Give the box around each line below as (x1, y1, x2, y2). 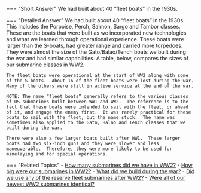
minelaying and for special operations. (6, 151, 109, 157)
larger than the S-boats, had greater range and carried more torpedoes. (6, 42, 183, 49)
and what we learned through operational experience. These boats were (6, 36, 184, 42)
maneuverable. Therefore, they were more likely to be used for (6, 146, 172, 152)
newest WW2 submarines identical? (6, 180, 95, 188)
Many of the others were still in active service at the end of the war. (6, 83, 194, 89)
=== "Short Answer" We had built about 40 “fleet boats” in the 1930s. (6, 5, 178, 12)
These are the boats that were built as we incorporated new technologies (6, 29, 187, 36)
